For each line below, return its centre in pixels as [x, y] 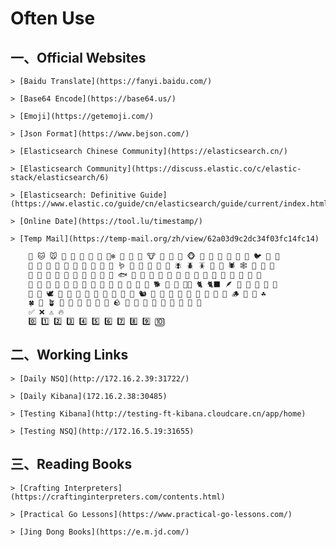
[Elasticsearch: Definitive [78, 195]
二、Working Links [69, 355]
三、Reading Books [71, 464]
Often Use [53, 18]
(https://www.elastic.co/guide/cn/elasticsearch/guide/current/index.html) [171, 204]
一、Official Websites [78, 57]
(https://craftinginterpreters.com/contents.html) [118, 497]
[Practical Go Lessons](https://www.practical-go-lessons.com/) [156, 514]
